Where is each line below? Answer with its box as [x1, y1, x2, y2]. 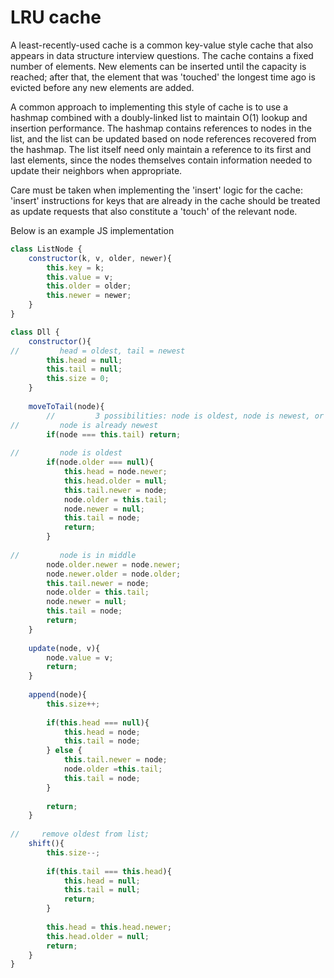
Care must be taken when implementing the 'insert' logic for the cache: [10, 184, 304, 196]
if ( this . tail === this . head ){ [46, 866, 172, 876]
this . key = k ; [46, 262, 105, 273]
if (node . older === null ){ [46, 457, 155, 468]
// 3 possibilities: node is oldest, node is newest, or [46, 411, 325, 421]
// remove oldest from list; [10, 829, 150, 840]
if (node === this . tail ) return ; [46, 429, 182, 440]
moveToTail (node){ [28, 401, 105, 411]
